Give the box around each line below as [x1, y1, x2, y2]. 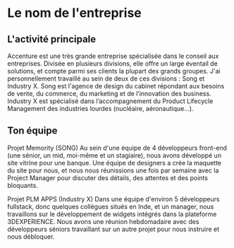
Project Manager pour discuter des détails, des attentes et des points [7, 173, 208, 182]
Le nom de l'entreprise [7, 5, 142, 21]
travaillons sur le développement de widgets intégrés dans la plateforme [7, 210, 217, 218]
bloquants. [7, 181, 39, 189]
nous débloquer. [7, 232, 55, 241]
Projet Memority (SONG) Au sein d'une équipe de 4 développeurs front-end [7, 143, 228, 152]
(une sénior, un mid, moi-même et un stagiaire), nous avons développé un [7, 150, 222, 160]
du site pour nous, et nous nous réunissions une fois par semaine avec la [7, 166, 219, 175]
